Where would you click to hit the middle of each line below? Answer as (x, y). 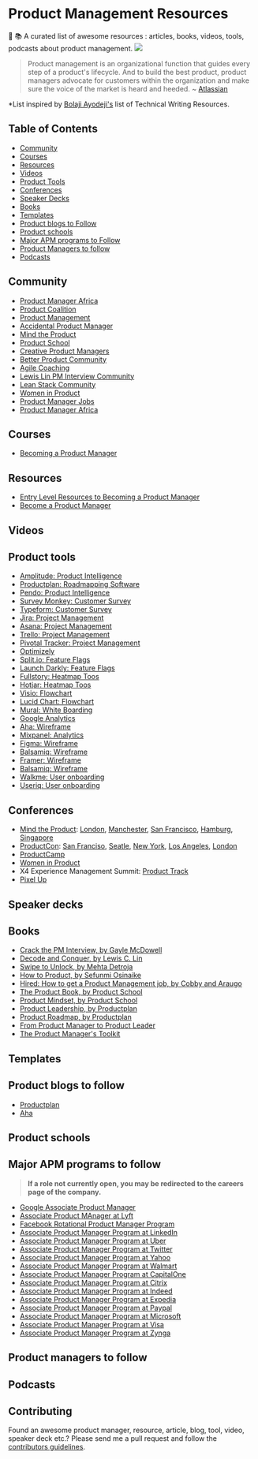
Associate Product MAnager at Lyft (77, 1215)
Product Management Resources (118, 14)
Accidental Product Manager (66, 326)
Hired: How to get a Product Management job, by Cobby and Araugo (131, 983)
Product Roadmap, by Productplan (75, 1017)
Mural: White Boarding (56, 710)
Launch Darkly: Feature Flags (67, 668)
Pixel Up (33, 879)
